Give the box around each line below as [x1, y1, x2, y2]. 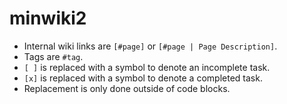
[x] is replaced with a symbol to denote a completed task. [23, 72, 263, 84]
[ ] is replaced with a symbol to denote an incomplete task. [23, 61, 271, 73]
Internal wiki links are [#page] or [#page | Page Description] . [23, 40, 278, 52]
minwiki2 [9, 7, 87, 30]
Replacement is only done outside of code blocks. [23, 82, 231, 94]
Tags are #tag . [23, 50, 84, 62]
